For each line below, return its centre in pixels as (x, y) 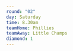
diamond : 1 (20, 39)
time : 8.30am (22, 22)
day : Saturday (24, 17)
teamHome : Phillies (30, 28)
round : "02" (21, 11)
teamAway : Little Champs (37, 33)
